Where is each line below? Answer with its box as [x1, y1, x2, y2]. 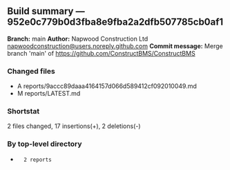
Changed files [7, 66, 55, 76]
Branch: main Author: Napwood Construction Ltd [7, 34, 148, 43]
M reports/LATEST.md [17, 89, 81, 98]
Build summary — [7, 6, 85, 17]
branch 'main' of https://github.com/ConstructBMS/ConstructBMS [7, 49, 195, 57]
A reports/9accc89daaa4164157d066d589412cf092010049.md [17, 82, 197, 90]
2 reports [23, 156, 52, 163]
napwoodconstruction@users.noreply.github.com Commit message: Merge [7, 41, 223, 50]
